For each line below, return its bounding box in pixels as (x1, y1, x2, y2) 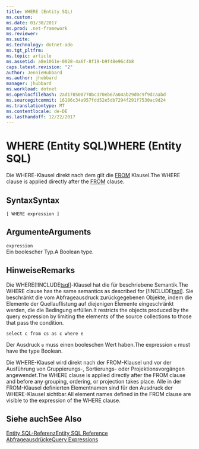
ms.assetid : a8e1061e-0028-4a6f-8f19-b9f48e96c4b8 (6, 58, 134, 64)
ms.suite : (6, 36, 31, 42)
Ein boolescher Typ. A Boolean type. (6, 248, 94, 255)
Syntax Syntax (6, 195, 60, 205)
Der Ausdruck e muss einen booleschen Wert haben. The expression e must (6, 341, 191, 348)
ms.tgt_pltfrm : (6, 48, 44, 54)
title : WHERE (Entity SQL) (6, 8, 73, 15)
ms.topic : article (6, 53, 52, 59)
